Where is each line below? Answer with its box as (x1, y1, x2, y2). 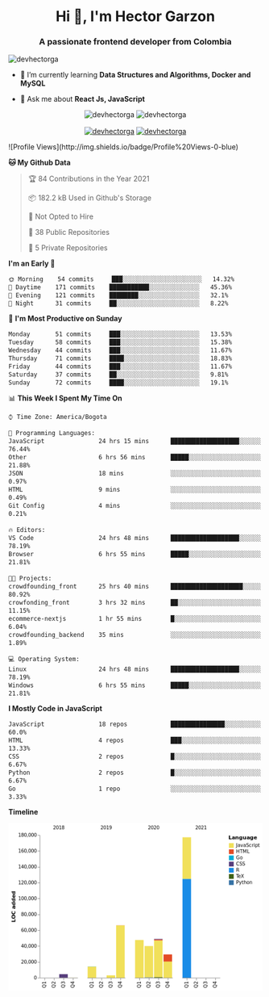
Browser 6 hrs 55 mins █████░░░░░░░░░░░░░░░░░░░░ (8, 551, 262, 559)
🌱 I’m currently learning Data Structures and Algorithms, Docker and (19, 70, 251, 80)
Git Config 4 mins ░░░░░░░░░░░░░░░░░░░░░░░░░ (8, 502, 262, 510)
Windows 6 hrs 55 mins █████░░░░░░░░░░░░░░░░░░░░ (8, 681, 262, 689)
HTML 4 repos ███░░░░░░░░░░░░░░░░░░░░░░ (8, 736, 262, 745)
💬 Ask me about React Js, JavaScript (19, 94, 145, 104)
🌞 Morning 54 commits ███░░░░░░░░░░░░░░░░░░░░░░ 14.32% (8, 275, 235, 283)
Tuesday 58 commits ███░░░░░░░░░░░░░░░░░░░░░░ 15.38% (8, 338, 232, 346)
